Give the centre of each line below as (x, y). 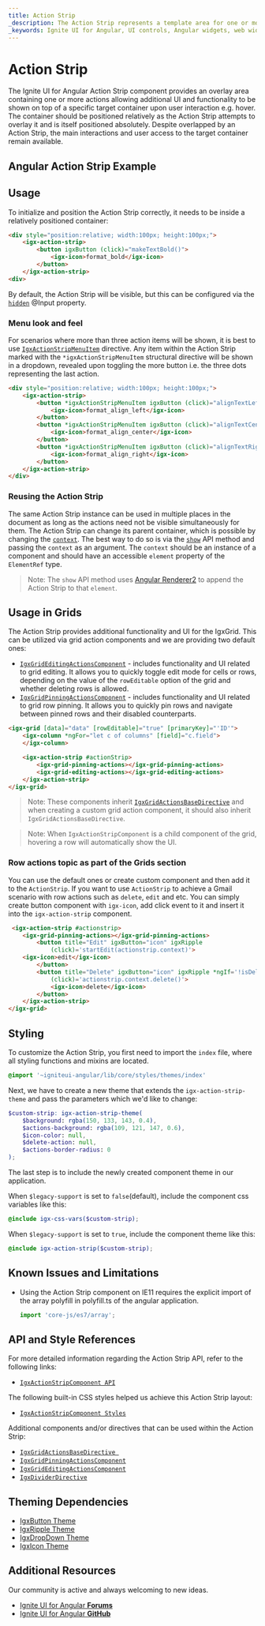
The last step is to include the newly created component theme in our (121, 1173)
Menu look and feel (46, 323)
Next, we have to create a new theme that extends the (96, 1090)
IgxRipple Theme (47, 1530)
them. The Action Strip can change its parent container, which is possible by (132, 531)
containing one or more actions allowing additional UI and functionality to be (132, 100)
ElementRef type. (35, 564)
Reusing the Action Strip (56, 497)
